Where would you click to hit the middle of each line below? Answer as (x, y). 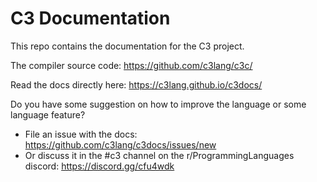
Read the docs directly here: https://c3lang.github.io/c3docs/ (136, 84)
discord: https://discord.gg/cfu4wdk (99, 166)
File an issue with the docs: (81, 134)
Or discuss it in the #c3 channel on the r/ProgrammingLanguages (159, 155)
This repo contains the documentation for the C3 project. (127, 46)
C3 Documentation (90, 18)
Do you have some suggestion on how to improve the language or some (158, 104)
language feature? (48, 114)
